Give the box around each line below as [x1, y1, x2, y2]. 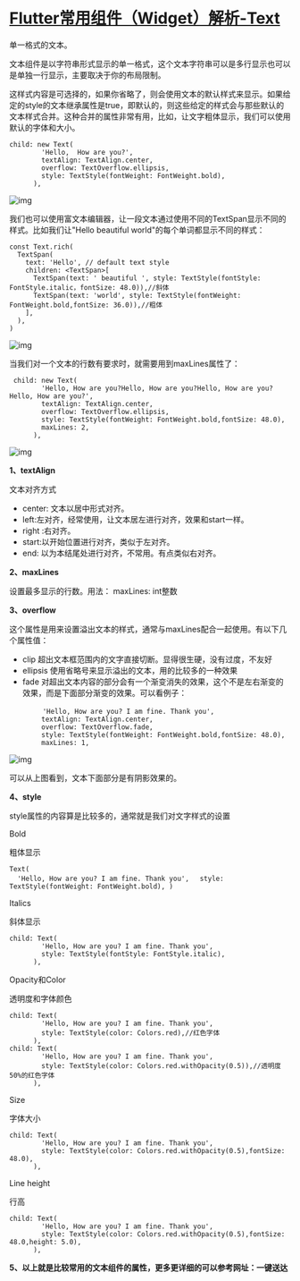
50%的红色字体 [9, 1071, 55, 1080]
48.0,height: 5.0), [9, 1237, 82, 1246]
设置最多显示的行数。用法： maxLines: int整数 [9, 585, 179, 596]
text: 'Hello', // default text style [25, 258, 170, 267]
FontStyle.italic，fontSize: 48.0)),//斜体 [9, 283, 170, 292]
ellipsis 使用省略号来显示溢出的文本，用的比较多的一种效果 [21, 665, 238, 675]
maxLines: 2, [41, 422, 90, 432]
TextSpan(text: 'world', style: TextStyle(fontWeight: [32, 291, 242, 300]
